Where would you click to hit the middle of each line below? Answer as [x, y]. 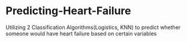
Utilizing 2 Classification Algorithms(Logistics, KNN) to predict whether [93, 27]
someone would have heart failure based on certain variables [81, 33]
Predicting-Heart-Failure [68, 11]
